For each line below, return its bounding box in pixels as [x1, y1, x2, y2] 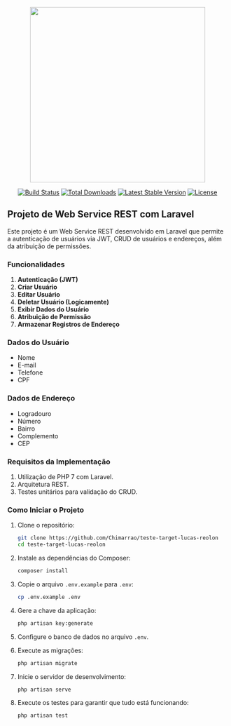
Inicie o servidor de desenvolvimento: [17, 672, 126, 680]
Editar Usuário [17, 290, 61, 299]
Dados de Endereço [7, 394, 76, 403]
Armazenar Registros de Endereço [17, 320, 120, 329]
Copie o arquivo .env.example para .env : [17, 579, 134, 589]
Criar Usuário [17, 283, 57, 291]
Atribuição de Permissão [17, 313, 91, 321]
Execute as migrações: [17, 646, 84, 654]
